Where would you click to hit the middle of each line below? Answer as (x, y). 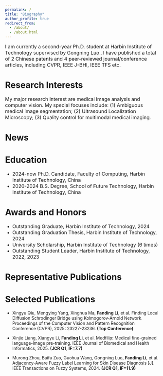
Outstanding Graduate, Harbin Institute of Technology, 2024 (81, 226)
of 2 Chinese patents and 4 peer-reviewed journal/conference (76, 59)
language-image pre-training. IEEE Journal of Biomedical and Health (81, 343)
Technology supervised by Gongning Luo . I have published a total (81, 53)
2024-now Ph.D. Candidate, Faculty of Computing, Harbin (78, 174)
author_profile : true (27, 19)
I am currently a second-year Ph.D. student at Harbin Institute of (79, 47)
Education (26, 160)
